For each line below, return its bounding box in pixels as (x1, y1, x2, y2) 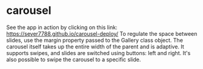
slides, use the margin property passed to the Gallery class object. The (6, 36, 184, 44)
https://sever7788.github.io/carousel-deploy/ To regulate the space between (6, 30, 198, 37)
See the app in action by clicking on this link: (6, 24, 118, 31)
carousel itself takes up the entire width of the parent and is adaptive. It (6, 43, 185, 50)
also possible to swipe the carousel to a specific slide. (6, 56, 141, 63)
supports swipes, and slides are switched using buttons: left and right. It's (6, 49, 191, 56)
